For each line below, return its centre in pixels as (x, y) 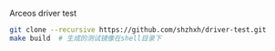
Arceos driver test (43, 13)
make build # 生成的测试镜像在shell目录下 (86, 38)
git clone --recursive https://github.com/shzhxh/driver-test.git (138, 30)
